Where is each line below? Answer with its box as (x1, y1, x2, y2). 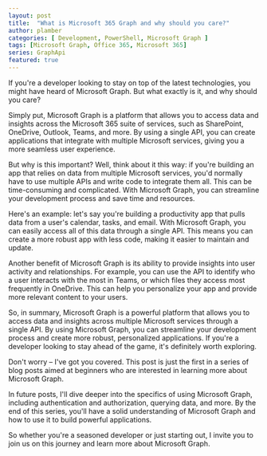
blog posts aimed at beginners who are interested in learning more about (8, 365, 248, 375)
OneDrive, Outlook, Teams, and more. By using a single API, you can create (8, 127, 256, 136)
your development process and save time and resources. (8, 193, 195, 203)
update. (8, 242, 33, 252)
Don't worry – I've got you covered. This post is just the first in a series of (8, 356, 249, 367)
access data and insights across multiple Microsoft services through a (8, 316, 239, 325)
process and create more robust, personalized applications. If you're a (8, 332, 239, 343)
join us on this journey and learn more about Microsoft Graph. (8, 438, 210, 448)
